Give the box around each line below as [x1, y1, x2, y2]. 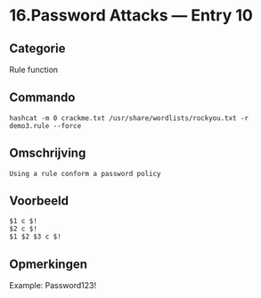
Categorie [9, 41, 66, 56]
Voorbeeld [9, 193, 69, 209]
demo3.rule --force [9, 121, 82, 130]
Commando [9, 90, 76, 105]
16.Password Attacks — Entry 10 [9, 5, 254, 26]
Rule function [9, 64, 59, 75]
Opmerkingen [9, 256, 87, 271]
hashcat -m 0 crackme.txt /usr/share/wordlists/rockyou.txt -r [9, 113, 249, 123]
